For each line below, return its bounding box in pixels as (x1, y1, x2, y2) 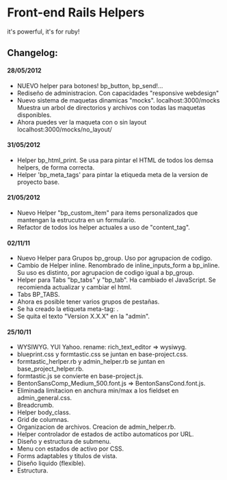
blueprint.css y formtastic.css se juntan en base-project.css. (16, 350, 188, 358)
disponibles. (16, 111, 52, 119)
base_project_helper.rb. (16, 364, 84, 373)
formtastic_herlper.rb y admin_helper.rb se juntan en (16, 358, 165, 366)
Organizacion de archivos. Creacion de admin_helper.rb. (16, 423, 176, 431)
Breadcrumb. (16, 401, 55, 410)
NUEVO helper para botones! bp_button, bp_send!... (16, 81, 163, 90)
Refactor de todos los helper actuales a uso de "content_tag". (16, 223, 190, 231)
